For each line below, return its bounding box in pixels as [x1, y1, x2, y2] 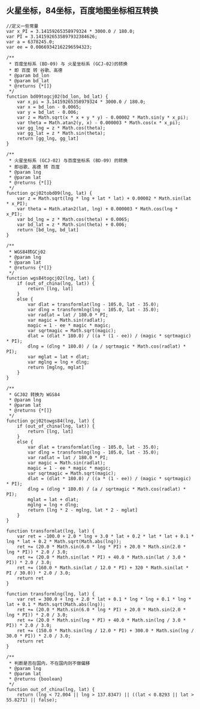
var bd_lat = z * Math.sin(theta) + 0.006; [17, 221, 128, 228]
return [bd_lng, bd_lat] [17, 227, 79, 233]
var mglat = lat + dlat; [28, 354, 90, 360]
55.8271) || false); [6, 697, 58, 703]
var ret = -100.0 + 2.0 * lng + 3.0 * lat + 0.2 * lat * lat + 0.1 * [17, 533, 195, 539]
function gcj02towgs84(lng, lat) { [6, 418, 95, 424]
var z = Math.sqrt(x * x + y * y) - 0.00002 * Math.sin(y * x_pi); [17, 114, 189, 120]
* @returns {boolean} [8, 676, 63, 682]
